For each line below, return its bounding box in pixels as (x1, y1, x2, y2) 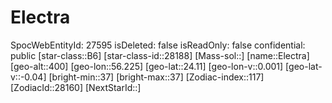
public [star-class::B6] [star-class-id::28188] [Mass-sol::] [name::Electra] (10, 49, 310, 61)
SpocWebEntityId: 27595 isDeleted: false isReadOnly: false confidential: (10, 39, 306, 51)
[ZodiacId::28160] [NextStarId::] (10, 81, 142, 93)
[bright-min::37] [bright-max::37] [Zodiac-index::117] (48, 71, 265, 83)
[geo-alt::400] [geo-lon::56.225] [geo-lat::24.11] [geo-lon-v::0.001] (10, 60, 284, 72)
